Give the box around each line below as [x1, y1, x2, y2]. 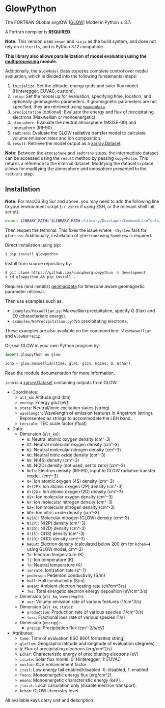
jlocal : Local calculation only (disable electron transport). [19, 682, 137, 688]
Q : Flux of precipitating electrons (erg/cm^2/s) [19, 646, 112, 651]
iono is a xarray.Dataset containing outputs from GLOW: [5, 380, 118, 385]
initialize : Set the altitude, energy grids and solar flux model [12, 82, 138, 89]
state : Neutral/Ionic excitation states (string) [19, 405, 110, 411]
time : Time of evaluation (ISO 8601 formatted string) [19, 636, 125, 641]
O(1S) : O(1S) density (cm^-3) [27, 531, 85, 536]
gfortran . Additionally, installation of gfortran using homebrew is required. [5, 232, 152, 238]
